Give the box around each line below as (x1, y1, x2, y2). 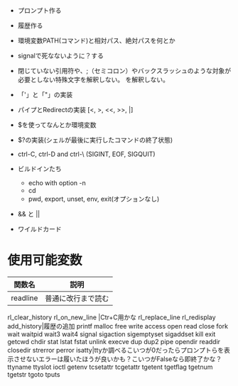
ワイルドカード (17, 225, 62, 233)
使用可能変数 (7, 253, 83, 268)
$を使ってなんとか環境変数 (17, 121, 97, 129)
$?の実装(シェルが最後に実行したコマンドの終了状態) (17, 136, 173, 144)
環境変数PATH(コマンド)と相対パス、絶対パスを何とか (17, 36, 175, 45)
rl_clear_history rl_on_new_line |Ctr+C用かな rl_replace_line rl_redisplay (7, 313, 216, 321)
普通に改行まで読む (45, 293, 109, 303)
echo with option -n (28, 179, 87, 187)
